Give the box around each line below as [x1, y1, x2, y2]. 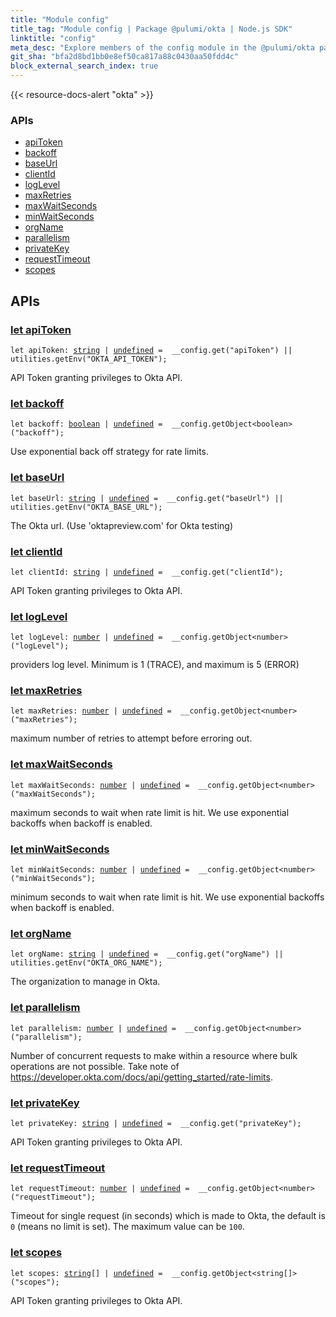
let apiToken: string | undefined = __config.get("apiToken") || [10, 345, 293, 355]
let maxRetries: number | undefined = [10, 706, 172, 716]
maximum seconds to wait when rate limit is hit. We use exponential [10, 806, 290, 818]
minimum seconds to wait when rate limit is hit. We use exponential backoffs [10, 891, 325, 903]
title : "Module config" [10, 14, 110, 25]
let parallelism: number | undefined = [10, 1023, 177, 1033]
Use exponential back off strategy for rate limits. [10, 446, 210, 458]
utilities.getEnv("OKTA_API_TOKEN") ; [10, 354, 168, 364]
